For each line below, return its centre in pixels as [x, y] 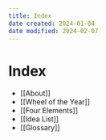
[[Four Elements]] [49, 111]
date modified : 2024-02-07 [53, 31]
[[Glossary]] [40, 128]
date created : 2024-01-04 [51, 23]
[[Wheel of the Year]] [55, 102]
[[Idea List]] [39, 119]
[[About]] [35, 93]
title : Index [30, 16]
